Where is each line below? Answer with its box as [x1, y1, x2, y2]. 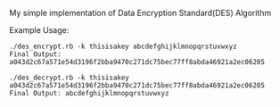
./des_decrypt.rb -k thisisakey [9, 73, 129, 82]
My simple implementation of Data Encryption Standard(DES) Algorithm [9, 8, 272, 18]
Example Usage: [9, 25, 70, 35]
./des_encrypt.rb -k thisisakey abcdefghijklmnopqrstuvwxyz [9, 42, 238, 51]
